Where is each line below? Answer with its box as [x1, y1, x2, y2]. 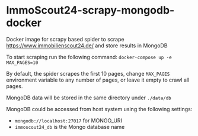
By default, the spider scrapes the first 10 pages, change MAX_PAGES [6, 70, 170, 77]
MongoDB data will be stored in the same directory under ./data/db [6, 94, 171, 101]
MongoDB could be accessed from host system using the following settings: [6, 105, 193, 112]
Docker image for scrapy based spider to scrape [6, 35, 124, 43]
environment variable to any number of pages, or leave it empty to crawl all [6, 76, 190, 83]
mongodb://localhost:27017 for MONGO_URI [14, 116, 123, 124]
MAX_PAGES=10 [6, 60, 39, 66]
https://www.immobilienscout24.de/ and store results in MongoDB [6, 42, 168, 49]
